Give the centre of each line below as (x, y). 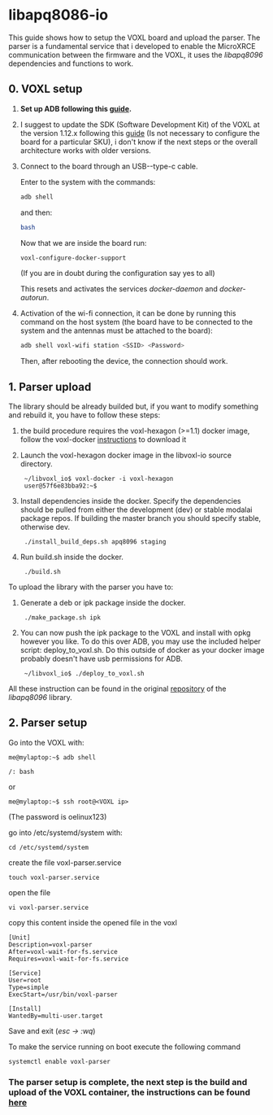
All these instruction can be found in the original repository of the (117, 689)
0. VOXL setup (45, 89)
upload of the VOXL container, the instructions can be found (129, 1092)
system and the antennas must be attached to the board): (116, 330)
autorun (33, 298)
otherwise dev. (45, 527)
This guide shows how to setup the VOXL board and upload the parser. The (134, 37)
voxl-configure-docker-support (73, 258)
